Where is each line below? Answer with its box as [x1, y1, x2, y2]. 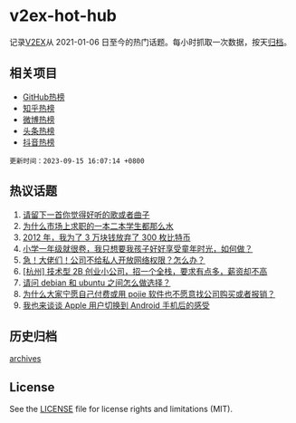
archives [9, 353, 42, 364]
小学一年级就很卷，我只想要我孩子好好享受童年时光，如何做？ [22, 243, 253, 254]
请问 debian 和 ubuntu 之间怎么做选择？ [22, 277, 171, 288]
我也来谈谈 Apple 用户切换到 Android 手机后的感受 [22, 300, 210, 311]
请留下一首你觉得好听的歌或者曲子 [22, 209, 150, 220]
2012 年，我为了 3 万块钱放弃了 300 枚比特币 [22, 232, 192, 243]
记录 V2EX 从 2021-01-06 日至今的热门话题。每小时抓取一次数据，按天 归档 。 [9, 36, 292, 47]
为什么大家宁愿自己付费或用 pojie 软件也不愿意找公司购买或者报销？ [22, 288, 276, 299]
